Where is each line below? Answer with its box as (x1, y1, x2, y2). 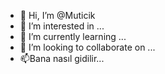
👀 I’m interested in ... (19, 20, 105, 32)
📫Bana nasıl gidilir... (19, 53, 105, 64)
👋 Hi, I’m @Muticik (19, 10, 96, 21)
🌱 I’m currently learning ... (19, 31, 127, 42)
